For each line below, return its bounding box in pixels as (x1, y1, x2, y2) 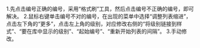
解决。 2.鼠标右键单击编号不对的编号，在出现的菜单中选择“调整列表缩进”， (6, 13, 192, 20)
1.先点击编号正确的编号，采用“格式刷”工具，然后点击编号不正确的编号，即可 (6, 5, 195, 12)
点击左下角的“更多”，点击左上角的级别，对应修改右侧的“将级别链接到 (6, 20, 177, 27)
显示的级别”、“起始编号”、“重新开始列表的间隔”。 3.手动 (42, 28, 182, 35)
